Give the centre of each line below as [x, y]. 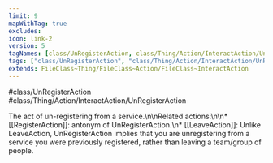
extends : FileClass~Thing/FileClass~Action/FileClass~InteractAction [129, 69]
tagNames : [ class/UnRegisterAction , [70, 54]
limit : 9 [23, 16]
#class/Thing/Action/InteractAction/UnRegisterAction [97, 100]
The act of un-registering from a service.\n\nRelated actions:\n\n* [118, 116]
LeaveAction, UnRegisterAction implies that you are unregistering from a [129, 133]
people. [21, 150]
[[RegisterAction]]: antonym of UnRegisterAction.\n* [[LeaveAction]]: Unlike [135, 124]
